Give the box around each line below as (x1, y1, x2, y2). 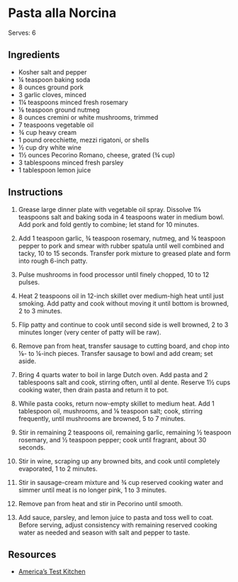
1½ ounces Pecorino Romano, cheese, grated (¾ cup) (18, 150, 176, 159)
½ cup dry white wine (18, 143, 82, 152)
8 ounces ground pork (18, 83, 84, 91)
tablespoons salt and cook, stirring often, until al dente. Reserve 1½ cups (18, 378, 231, 386)
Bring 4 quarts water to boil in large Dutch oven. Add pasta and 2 (18, 370, 208, 379)
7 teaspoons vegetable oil (18, 121, 94, 129)
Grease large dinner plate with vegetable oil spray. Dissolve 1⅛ (18, 205, 201, 213)
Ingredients (8, 49, 60, 61)
